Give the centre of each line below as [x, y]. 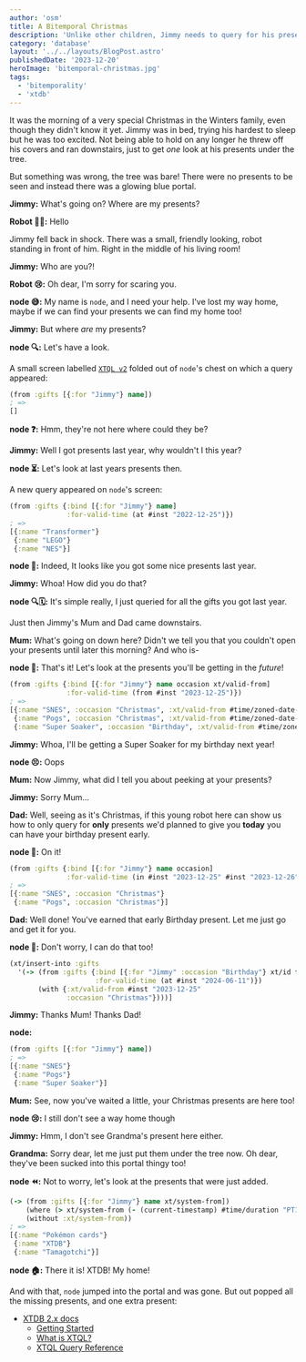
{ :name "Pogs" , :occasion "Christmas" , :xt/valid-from [119, 718]
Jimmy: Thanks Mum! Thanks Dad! [75, 1015]
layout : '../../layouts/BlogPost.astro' [87, 52]
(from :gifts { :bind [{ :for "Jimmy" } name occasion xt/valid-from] [140, 685]
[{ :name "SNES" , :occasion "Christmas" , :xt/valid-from [117, 710]
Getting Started [65, 1328]
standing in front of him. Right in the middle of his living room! [125, 249]
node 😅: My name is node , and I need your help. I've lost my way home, [144, 301]
